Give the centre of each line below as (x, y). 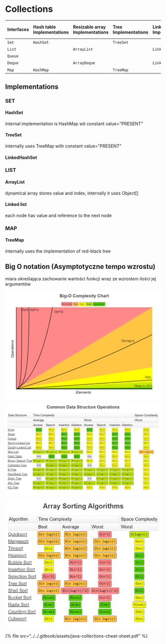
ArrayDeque (84, 63)
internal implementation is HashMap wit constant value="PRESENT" (74, 124)
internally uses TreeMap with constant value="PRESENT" (63, 146)
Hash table (44, 27)
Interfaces (18, 30)
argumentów (18, 284)
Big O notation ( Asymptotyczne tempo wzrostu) (80, 267)
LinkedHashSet (21, 157)
